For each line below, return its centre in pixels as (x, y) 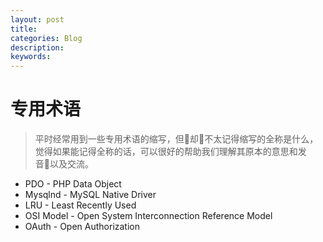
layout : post (37, 19)
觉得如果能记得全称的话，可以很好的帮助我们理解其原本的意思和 (166, 152)
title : (24, 29)
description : (37, 47)
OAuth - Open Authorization (82, 227)
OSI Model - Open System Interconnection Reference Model (148, 216)
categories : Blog (46, 38)
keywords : (31, 57)
